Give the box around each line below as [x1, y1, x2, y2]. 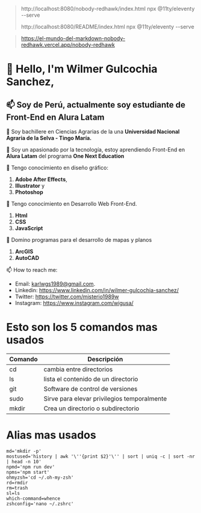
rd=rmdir [6, 479, 28, 486]
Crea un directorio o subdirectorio [43, 404, 140, 413]
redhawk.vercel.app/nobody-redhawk [20, 41, 116, 48]
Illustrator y [14, 182, 45, 189]
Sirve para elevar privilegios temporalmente [43, 394, 167, 402]
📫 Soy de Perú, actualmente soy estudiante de [6, 99, 185, 110]
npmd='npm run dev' [6, 464, 55, 470]
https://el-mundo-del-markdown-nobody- [20, 35, 125, 41]
